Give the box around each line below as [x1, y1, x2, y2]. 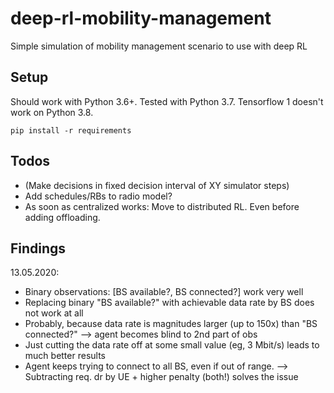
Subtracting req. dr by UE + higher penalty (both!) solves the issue [24, 371, 299, 383]
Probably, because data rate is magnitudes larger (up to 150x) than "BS [24, 318, 318, 330]
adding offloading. [24, 211, 101, 223]
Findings [10, 240, 67, 257]
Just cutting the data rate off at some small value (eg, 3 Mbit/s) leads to [24, 339, 320, 351]
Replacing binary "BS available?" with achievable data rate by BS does [24, 297, 315, 309]
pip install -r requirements [10, 125, 132, 136]
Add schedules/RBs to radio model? [24, 190, 173, 202]
